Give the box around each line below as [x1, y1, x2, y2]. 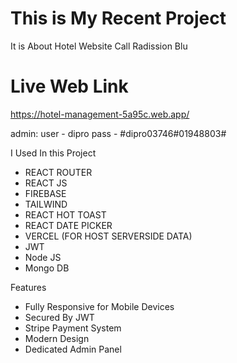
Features [10, 281, 47, 293]
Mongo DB [24, 262, 70, 274]
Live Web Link [10, 75, 129, 98]
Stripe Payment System [24, 322, 122, 334]
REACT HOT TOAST [24, 208, 107, 221]
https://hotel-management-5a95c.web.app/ [10, 108, 190, 120]
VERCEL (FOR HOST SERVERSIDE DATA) [24, 230, 193, 242]
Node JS [24, 251, 62, 263]
